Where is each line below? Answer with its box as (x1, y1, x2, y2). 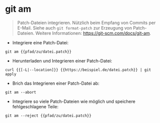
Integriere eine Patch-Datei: (12, 39, 69, 45)
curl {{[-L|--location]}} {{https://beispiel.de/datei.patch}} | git (5, 67, 152, 72)
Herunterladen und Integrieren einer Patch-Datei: (12, 58, 113, 63)
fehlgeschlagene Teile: (12, 103, 59, 109)
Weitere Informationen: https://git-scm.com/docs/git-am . (35, 30, 152, 36)
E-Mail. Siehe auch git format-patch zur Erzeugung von (17, 25, 132, 31)
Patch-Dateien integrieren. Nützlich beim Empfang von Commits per (17, 20, 156, 26)
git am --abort (5, 90, 37, 94)
